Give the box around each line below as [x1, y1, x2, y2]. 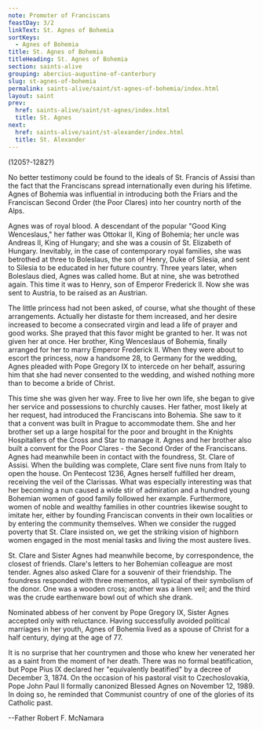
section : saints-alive [8, 63, 82, 71]
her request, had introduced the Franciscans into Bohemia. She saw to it [8, 410, 242, 419]
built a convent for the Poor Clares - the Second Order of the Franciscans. [8, 443, 247, 452]
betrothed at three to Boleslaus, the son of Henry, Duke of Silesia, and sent [8, 255, 250, 264]
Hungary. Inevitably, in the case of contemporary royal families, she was [8, 246, 242, 255]
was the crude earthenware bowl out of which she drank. [8, 592, 194, 602]
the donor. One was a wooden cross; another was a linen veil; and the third [8, 584, 250, 593]
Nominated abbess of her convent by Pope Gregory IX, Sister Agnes [8, 607, 229, 617]
